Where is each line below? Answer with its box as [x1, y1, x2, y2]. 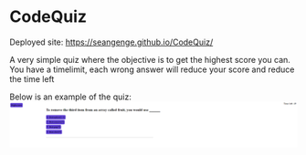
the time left [9, 73, 55, 84]
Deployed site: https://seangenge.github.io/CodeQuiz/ [9, 36, 214, 47]
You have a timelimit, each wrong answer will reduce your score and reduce [9, 64, 295, 75]
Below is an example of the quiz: [9, 91, 132, 102]
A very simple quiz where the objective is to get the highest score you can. [9, 54, 290, 65]
